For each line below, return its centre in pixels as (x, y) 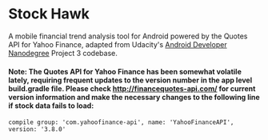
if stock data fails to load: (51, 106)
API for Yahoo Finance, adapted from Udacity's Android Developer (118, 44)
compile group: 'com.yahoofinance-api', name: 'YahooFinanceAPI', (121, 122)
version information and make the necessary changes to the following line (134, 97)
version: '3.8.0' (37, 130)
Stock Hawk (49, 14)
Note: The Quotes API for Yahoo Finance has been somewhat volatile (125, 71)
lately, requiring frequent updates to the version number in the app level (130, 80)
